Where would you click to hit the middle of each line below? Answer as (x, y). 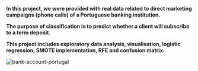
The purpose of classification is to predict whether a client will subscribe (98, 26)
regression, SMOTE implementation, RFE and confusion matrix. (85, 50)
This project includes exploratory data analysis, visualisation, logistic (93, 44)
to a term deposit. (28, 33)
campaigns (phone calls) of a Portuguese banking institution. (83, 15)
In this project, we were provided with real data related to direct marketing (99, 9)
